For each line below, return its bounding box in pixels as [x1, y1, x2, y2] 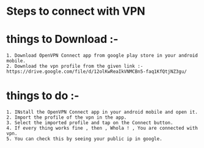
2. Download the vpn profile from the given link [6, 63, 136, 70]
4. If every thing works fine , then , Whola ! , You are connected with [6, 125, 199, 131]
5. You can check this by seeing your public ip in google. [6, 136, 163, 142]
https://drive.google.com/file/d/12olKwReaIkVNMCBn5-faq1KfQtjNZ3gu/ [6, 68, 188, 75]
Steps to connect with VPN [6, 4, 145, 18]
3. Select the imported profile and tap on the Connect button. [6, 120, 173, 126]
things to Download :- [6, 32, 118, 46]
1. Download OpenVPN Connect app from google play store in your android [6, 53, 199, 59]
